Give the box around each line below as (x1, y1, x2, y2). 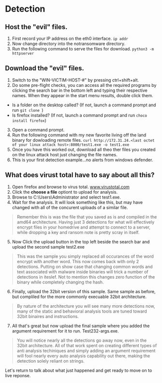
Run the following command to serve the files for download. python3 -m (12, 46, 154, 51)
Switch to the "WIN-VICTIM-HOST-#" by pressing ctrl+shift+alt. (12, 77, 139, 83)
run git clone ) (12, 107, 44, 113)
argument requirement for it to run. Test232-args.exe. (12, 328, 119, 333)
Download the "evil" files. (5, 64, 85, 72)
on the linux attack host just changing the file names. (12, 151, 118, 157)
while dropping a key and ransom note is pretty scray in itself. (16, 229, 140, 235)
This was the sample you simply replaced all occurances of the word (16, 253, 154, 259)
